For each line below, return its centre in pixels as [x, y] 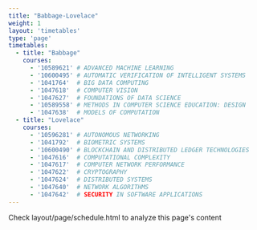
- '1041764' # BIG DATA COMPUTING [89, 83]
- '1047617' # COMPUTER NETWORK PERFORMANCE [107, 165]
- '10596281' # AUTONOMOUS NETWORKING [94, 135]
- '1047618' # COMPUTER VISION [84, 90]
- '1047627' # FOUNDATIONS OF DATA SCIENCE [105, 98]
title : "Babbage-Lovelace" [53, 16]
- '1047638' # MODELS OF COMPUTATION [94, 113]
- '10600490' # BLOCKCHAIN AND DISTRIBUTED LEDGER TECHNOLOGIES [139, 150]
